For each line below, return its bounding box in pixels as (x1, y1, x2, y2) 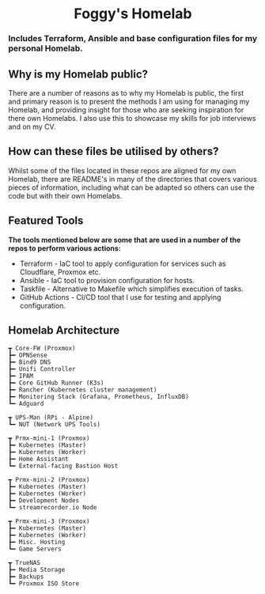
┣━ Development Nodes (8, 497, 80, 505)
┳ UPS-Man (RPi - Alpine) (8, 414, 93, 422)
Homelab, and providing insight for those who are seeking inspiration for (8, 104, 244, 115)
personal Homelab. (8, 43, 83, 54)
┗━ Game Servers (8, 545, 62, 554)
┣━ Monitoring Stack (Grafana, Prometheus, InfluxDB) (8, 393, 190, 401)
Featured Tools (8, 214, 84, 228)
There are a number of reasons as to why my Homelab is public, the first (8, 88, 244, 97)
